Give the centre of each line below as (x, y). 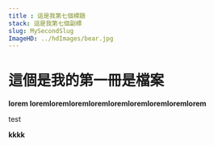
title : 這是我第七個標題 (47, 16)
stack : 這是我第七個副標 (45, 23)
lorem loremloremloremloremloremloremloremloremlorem (107, 104)
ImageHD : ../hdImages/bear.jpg (61, 38)
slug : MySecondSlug (41, 31)
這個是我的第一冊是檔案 (86, 81)
